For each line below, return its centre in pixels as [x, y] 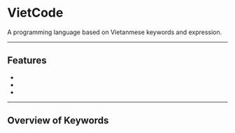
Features [27, 61]
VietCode [35, 13]
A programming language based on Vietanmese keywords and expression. [115, 32]
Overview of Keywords [58, 121]
